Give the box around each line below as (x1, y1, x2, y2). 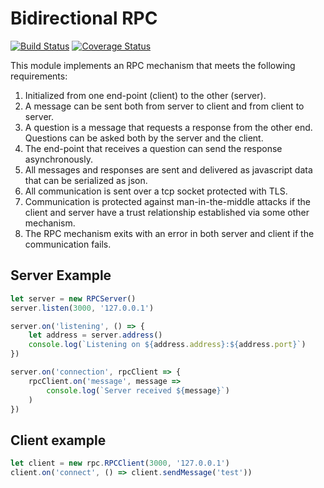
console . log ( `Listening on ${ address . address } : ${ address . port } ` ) (28, 340, 307, 350)
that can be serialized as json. (24, 174, 148, 186)
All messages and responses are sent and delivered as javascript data (24, 163, 313, 176)
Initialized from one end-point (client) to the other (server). (24, 89, 267, 101)
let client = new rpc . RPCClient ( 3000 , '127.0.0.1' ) (10, 458, 230, 469)
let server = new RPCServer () (10, 293, 137, 304)
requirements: (10, 70, 68, 82)
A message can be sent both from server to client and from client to (24, 100, 305, 112)
